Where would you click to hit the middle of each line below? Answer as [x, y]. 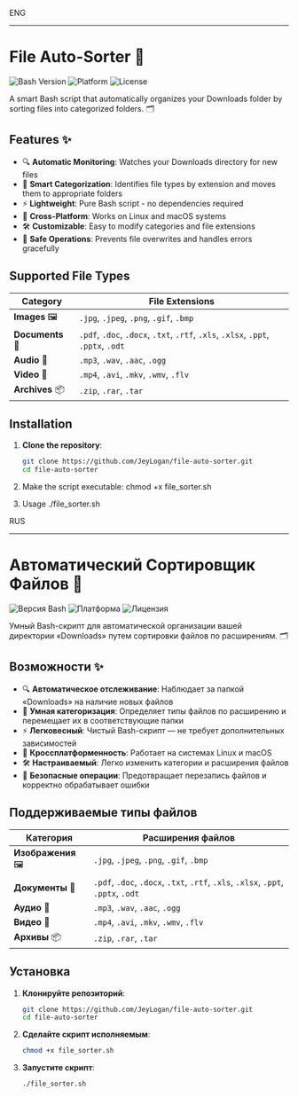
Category [42, 301]
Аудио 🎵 [32, 907]
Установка [40, 972]
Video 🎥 [31, 374]
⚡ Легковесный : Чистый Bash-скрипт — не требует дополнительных [153, 730]
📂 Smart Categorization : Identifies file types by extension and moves [149, 184]
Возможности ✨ [56, 667]
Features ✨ [40, 140]
